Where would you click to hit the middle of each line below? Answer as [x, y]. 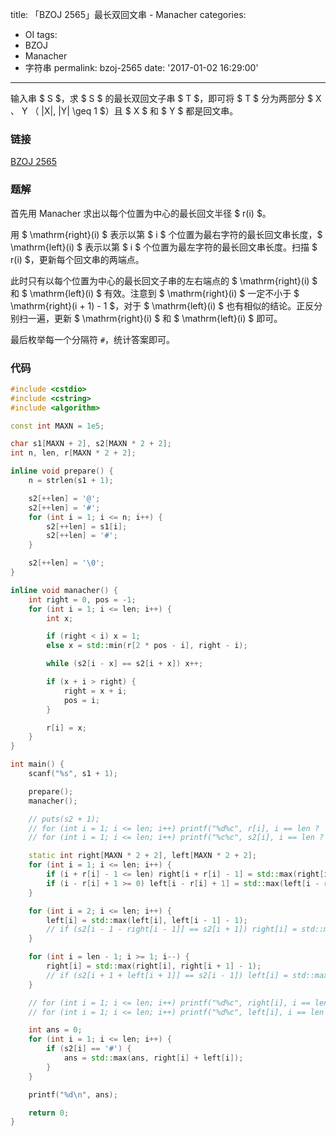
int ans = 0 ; [55, 1030]
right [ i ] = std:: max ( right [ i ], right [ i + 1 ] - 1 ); [154, 966]
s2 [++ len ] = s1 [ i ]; [87, 526]
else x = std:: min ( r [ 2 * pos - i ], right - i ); [147, 646]
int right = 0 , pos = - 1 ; [82, 599]
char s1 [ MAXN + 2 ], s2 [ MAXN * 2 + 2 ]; [91, 444]
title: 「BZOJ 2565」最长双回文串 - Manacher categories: [128, 14]
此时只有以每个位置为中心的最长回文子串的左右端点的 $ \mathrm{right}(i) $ [164, 280]
